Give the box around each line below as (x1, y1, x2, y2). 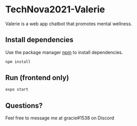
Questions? (5, 101, 43, 110)
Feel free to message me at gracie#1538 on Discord (5, 115, 114, 121)
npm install (5, 59, 31, 64)
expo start (5, 87, 29, 92)
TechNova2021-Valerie (5, 4, 105, 15)
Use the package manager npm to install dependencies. (5, 49, 123, 55)
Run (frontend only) (5, 74, 69, 82)
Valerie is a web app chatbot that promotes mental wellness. (5, 21, 132, 27)
